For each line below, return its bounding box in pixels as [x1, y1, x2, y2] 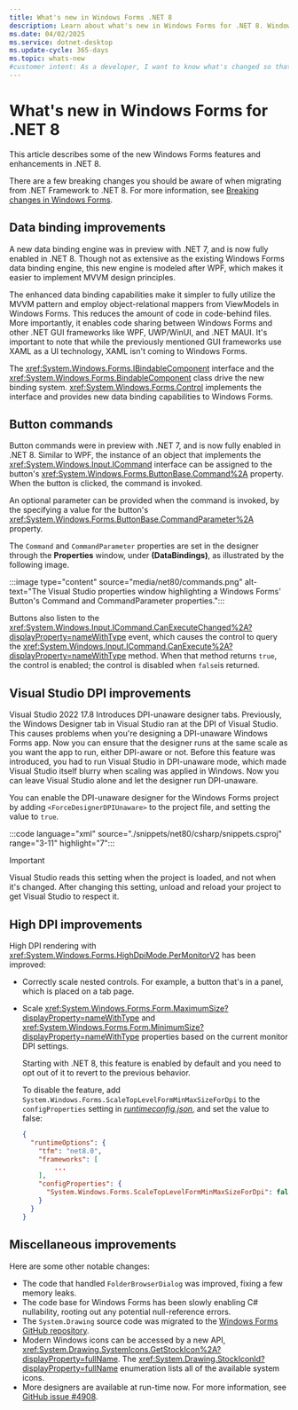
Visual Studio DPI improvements [9, 685, 192, 701]
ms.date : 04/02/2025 [9, 29, 86, 38]
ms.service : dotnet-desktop [9, 37, 114, 47]
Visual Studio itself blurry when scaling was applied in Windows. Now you [9, 766, 279, 776]
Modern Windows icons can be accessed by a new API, [21, 1335, 226, 1345]
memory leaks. [21, 1288, 77, 1298]
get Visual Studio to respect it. [9, 891, 120, 902]
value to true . [9, 811, 59, 822]
